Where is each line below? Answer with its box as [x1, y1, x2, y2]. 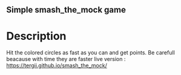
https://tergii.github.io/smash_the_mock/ [6, 62, 107, 69]
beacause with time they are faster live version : [6, 56, 126, 63]
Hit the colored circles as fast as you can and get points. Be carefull [6, 49, 176, 56]
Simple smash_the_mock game [6, 5, 126, 15]
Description [6, 29, 67, 43]
